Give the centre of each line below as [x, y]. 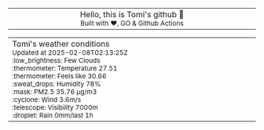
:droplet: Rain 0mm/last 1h [53, 116]
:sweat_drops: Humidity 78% [57, 84]
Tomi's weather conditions [61, 44]
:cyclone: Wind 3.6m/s [47, 100]
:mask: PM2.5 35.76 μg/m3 [55, 92]
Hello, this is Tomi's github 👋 [132, 14]
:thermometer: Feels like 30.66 [59, 76]
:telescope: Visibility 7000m [55, 108]
